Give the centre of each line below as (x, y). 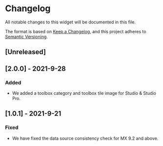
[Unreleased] (26, 52)
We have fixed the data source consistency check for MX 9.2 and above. (85, 138)
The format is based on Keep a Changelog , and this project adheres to (76, 31)
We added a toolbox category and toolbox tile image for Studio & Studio (84, 93)
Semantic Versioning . (26, 37)
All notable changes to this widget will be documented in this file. (70, 22)
